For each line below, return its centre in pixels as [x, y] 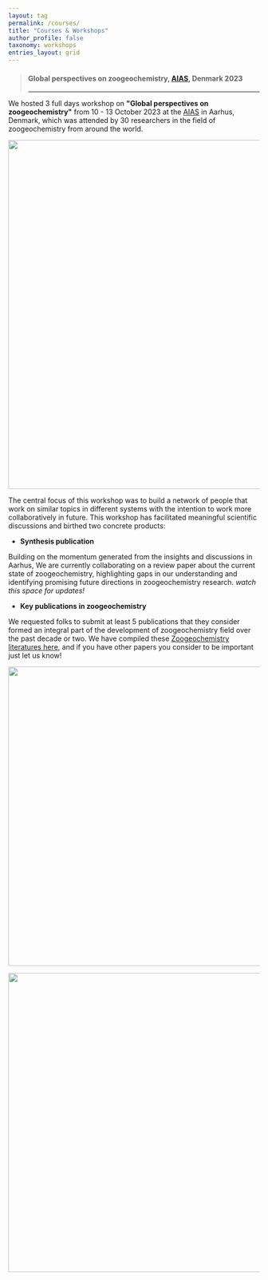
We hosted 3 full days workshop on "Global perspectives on [108, 104]
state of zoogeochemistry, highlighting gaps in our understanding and [123, 574]
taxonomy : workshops [43, 45]
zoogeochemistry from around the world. [76, 129]
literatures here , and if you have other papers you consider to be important [131, 647]
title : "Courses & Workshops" [59, 30]
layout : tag [28, 16]
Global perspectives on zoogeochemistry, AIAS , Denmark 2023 [135, 78]
